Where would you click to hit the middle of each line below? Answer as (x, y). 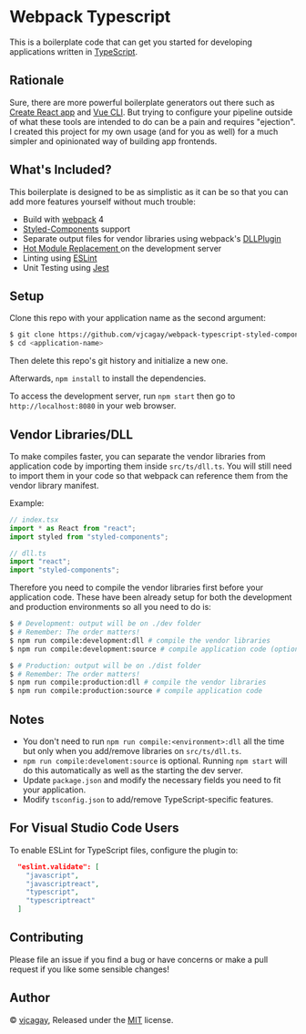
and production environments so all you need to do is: (110, 607)
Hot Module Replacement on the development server (122, 248)
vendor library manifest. (54, 485)
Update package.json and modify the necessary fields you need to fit (152, 780)
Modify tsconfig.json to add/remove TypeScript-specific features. (148, 799)
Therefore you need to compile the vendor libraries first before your (137, 588)
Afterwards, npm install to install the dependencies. (108, 378)
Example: (27, 502)
